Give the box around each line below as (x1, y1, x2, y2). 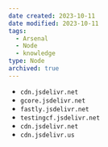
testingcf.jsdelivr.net (19, 114, 101, 122)
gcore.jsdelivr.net (19, 96, 86, 105)
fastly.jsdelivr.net (19, 105, 89, 113)
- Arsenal (15, 34, 48, 43)
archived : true (8, 65, 60, 73)
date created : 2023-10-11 (8, 11, 95, 20)
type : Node (8, 57, 45, 65)
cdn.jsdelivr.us (19, 131, 75, 139)
